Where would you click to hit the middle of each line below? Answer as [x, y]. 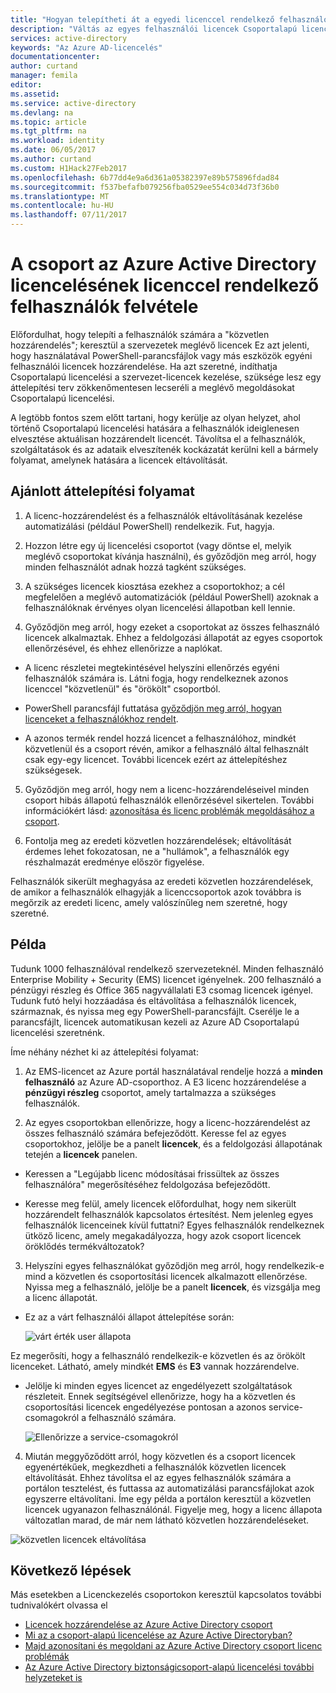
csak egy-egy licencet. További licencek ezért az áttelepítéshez [156, 759]
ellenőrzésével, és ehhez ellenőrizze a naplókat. [123, 648]
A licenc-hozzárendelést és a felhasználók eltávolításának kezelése [163, 515]
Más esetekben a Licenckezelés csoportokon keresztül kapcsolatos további [166, 1595]
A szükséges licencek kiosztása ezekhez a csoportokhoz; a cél [154, 586]
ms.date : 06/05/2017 [53, 150]
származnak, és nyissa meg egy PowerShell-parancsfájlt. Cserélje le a [155, 1011]
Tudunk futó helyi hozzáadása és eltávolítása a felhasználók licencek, [153, 1000]
